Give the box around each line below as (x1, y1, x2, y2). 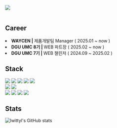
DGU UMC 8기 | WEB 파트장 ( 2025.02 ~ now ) (11, 44, 105, 50)
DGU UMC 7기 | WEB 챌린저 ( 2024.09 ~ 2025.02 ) (11, 50, 113, 56)
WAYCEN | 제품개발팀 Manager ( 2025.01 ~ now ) (11, 38, 110, 43)
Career (5, 24, 27, 33)
